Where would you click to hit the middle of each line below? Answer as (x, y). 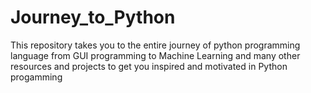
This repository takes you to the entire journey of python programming (155, 45)
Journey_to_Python (93, 17)
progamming (36, 77)
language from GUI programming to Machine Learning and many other (155, 55)
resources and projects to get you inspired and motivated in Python (149, 66)
